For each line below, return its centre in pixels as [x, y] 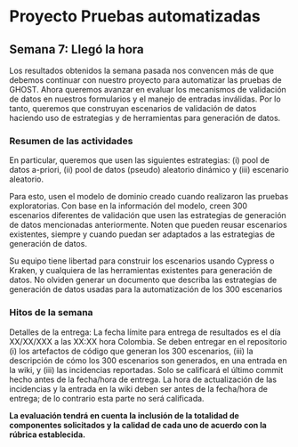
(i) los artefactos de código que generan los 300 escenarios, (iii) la [131, 351]
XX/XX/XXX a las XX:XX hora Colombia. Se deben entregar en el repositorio [148, 341]
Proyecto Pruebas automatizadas [135, 16]
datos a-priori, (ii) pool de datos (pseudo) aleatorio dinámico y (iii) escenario [149, 170]
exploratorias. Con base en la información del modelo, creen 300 [128, 206]
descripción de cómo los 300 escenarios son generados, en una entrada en [148, 360]
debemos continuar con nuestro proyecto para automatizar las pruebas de [145, 80]
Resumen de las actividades [71, 141]
